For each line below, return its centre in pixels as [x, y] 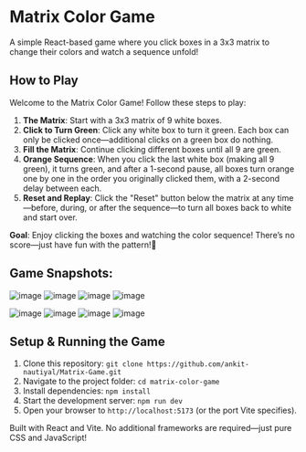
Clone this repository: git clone [83, 363]
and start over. [50, 217]
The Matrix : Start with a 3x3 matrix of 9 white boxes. [122, 120]
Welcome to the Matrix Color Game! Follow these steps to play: [128, 102]
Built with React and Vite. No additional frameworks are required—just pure [151, 428]
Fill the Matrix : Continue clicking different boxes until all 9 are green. [152, 149]
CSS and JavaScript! [48, 438]
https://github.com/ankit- [198, 364]
